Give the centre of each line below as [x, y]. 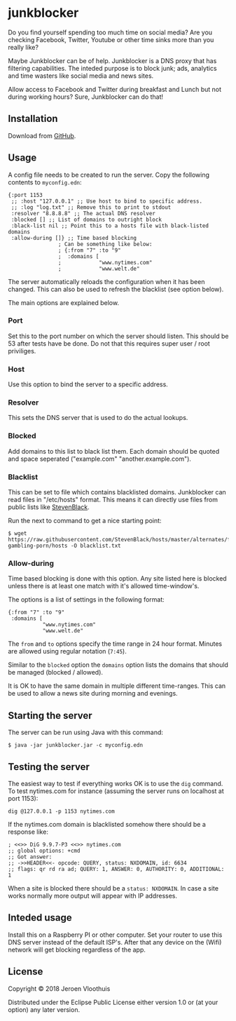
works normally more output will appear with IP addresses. [93, 895]
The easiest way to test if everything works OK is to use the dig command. [116, 783]
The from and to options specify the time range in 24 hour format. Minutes [115, 644]
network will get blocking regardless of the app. [77, 949]
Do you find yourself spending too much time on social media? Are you [110, 32]
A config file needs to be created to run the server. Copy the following [109, 175]
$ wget [18, 534]
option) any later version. [44, 1009]
